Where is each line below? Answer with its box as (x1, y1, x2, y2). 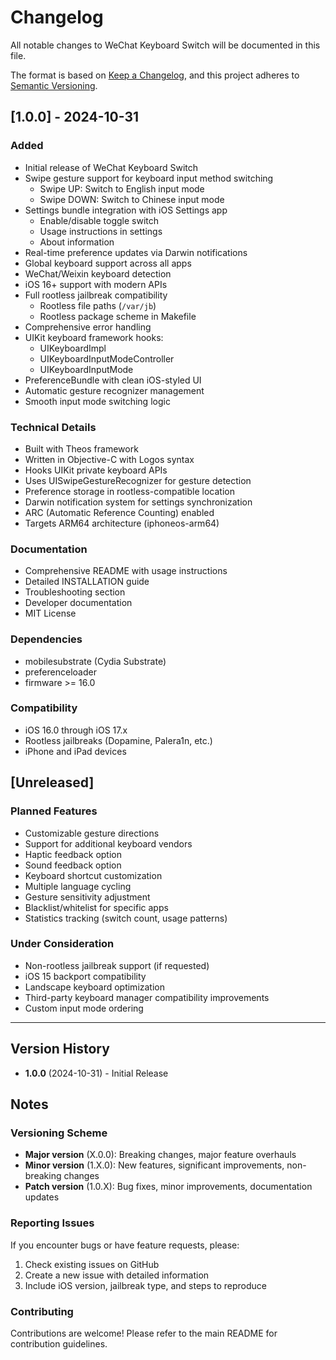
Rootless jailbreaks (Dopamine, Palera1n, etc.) (24, 734, 213, 746)
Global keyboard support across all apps (24, 257, 192, 269)
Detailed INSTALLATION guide (24, 576, 150, 588)
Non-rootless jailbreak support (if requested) (24, 959, 210, 971)
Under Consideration (10, 937, 115, 951)
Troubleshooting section (24, 586, 126, 598)
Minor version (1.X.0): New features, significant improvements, (24, 1159, 285, 1171)
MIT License (24, 607, 77, 620)
